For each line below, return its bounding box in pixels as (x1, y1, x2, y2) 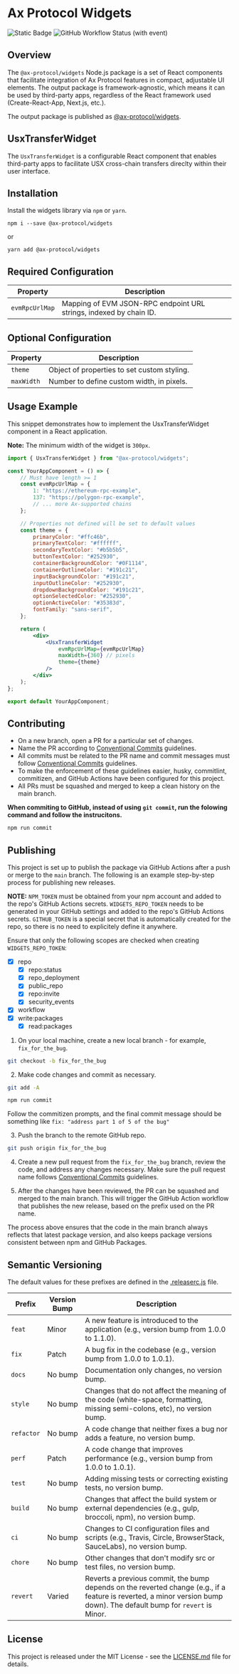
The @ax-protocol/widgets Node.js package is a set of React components (7, 68, 223, 76)
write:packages (17, 1014, 63, 1022)
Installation (7, 187, 58, 199)
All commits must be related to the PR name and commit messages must (17, 752, 230, 760)
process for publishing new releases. (7, 878, 116, 887)
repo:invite (28, 989, 60, 998)
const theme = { (20, 527, 69, 534)
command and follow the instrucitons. (7, 811, 122, 819)
